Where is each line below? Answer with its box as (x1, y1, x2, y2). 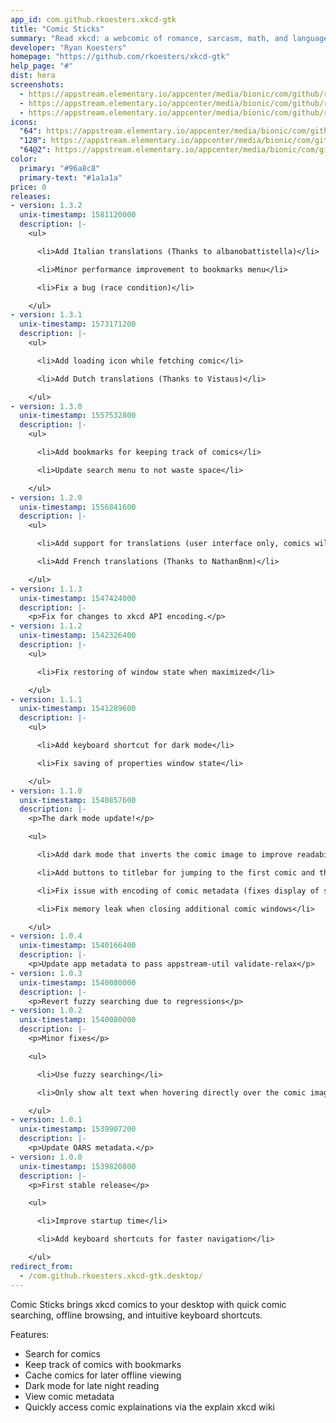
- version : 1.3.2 (10, 201, 83, 211)
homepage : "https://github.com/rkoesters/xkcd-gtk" (10, 52, 230, 62)
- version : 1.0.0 (10, 1152, 83, 1162)
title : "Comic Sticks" (10, 24, 105, 34)
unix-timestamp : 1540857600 (19, 795, 137, 805)
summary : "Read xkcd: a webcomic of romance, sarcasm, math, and (10, 33, 288, 43)
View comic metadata (24, 1390, 115, 1402)
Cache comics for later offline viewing (24, 1369, 182, 1381)
